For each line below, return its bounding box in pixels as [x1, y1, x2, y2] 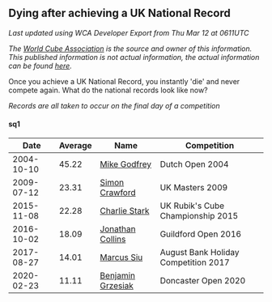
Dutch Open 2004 [159, 159, 229, 170]
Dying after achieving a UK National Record [8, 6, 231, 20]
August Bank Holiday [159, 247, 240, 258]
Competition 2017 [159, 257, 230, 268]
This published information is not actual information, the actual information [8, 52, 260, 62]
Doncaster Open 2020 [159, 275, 246, 287]
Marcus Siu [100, 252, 143, 263]
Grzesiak [100, 280, 134, 291]
